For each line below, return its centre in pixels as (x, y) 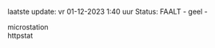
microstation (28, 27)
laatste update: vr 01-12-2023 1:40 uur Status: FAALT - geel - (108, 12)
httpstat (20, 36)
